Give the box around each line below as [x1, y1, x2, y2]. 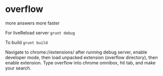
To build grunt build [5, 39, 48, 45]
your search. [5, 65, 32, 71]
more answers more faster [5, 20, 60, 26]
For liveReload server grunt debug [5, 29, 75, 35]
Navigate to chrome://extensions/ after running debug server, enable [5, 49, 147, 55]
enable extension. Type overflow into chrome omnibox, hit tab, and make [5, 59, 156, 65]
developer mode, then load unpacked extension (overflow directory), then [5, 54, 158, 60]
